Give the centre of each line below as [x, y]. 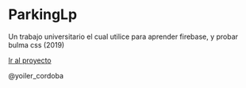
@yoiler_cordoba [36, 75]
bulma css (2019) [37, 44]
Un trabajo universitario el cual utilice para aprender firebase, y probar [123, 36]
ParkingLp [43, 15]
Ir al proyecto [30, 60]
